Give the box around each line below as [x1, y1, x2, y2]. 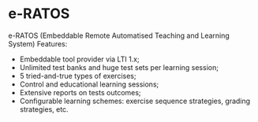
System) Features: [8, 39, 68, 48]
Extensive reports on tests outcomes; [19, 87, 141, 97]
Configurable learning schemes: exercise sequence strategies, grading [19, 96, 251, 105]
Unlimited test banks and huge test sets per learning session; [19, 62, 219, 72]
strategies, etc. [19, 104, 69, 114]
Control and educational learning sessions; [19, 79, 159, 89]
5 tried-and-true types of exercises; [19, 71, 136, 80]
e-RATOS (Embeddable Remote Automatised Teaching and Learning [8, 31, 230, 40]
